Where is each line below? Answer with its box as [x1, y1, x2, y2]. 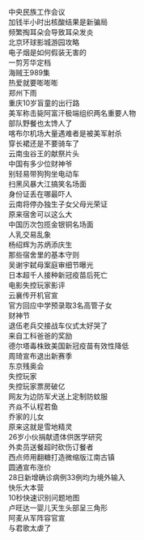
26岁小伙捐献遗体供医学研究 [8, 432, 103, 441]
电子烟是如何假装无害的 [8, 48, 87, 57]
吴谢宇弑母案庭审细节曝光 [8, 260, 94, 270]
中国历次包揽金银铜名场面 [8, 219, 94, 229]
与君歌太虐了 [8, 523, 51, 533]
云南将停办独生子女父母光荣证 [8, 199, 108, 209]
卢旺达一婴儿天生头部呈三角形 [8, 503, 108, 512]
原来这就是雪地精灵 [8, 422, 73, 432]
